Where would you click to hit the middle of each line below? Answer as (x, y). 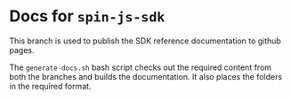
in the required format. (50, 86)
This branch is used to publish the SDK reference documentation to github (145, 41)
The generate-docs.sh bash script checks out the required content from (141, 67)
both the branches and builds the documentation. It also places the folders (146, 76)
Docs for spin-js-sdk (87, 16)
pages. (22, 50)
